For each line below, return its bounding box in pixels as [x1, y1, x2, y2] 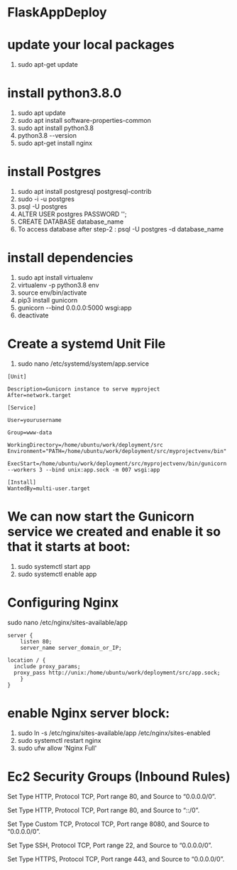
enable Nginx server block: [7, 705, 170, 721]
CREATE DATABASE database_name [17, 217, 124, 226]
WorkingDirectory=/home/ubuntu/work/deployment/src [7, 441, 163, 448]
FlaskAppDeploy [7, 4, 108, 21]
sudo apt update [17, 109, 66, 117]
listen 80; [20, 638, 53, 645]
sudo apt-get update [17, 60, 78, 69]
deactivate [17, 310, 49, 320]
